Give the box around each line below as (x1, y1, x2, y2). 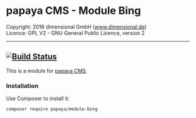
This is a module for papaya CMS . (6, 67, 87, 74)
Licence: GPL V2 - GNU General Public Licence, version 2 (6, 29, 145, 36)
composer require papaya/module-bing (6, 106, 98, 112)
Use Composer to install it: (6, 95, 70, 102)
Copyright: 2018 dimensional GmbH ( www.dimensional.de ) (6, 23, 147, 30)
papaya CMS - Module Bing (6, 4, 141, 17)
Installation (6, 81, 39, 90)
